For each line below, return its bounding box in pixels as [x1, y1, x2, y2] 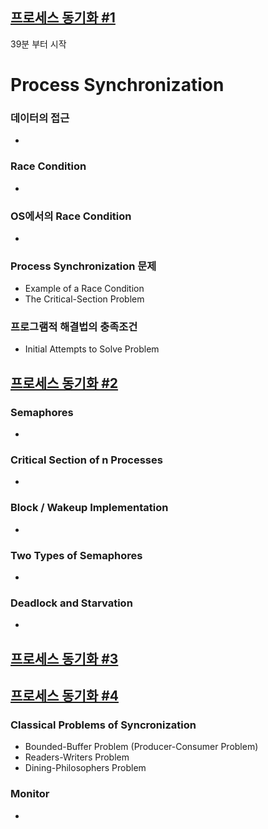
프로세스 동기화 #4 [10, 688, 120, 705]
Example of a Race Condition [24, 283, 145, 295]
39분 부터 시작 [10, 38, 67, 50]
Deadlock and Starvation [10, 596, 133, 610]
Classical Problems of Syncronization [10, 718, 197, 732]
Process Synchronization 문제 [10, 259, 157, 273]
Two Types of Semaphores [10, 548, 143, 562]
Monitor [10, 787, 50, 801]
